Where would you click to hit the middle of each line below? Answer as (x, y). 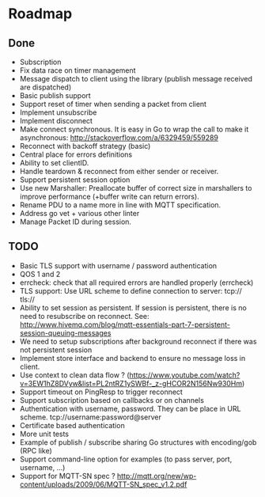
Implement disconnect (56, 121)
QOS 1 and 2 (40, 274)
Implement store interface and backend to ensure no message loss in (132, 358)
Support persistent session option (75, 180)
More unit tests (44, 434)
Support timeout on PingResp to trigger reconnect (101, 392)
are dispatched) (45, 87)
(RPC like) (36, 450)
